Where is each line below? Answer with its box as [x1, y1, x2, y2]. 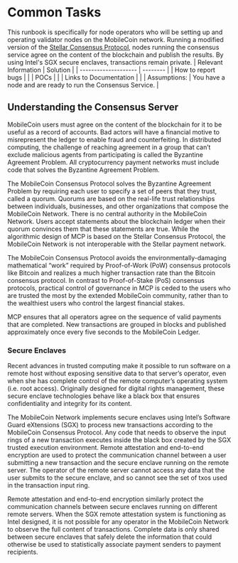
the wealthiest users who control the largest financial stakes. [7, 299, 185, 307]
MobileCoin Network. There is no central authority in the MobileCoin [7, 209, 207, 218]
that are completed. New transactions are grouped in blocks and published [7, 320, 226, 328]
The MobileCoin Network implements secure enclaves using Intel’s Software [7, 413, 231, 422]
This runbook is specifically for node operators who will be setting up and [7, 28, 223, 36]
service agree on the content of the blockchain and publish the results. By [7, 50, 224, 59]
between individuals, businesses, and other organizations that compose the [7, 202, 229, 210]
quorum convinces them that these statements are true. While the [7, 225, 200, 233]
